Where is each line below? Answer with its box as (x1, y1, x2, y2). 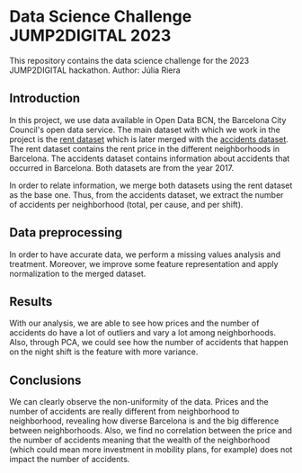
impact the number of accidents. (9, 454, 130, 465)
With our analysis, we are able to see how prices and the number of (9, 317, 260, 329)
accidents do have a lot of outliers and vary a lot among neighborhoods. (9, 327, 277, 338)
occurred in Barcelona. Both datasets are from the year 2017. (9, 162, 235, 173)
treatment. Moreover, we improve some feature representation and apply (9, 258, 279, 269)
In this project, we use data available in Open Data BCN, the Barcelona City (9, 114, 287, 125)
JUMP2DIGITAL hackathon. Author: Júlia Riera (9, 65, 182, 76)
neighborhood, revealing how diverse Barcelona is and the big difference (9, 415, 280, 426)
